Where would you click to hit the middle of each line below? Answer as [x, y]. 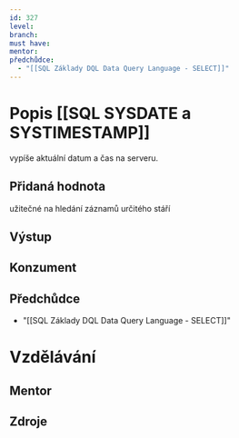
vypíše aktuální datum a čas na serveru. [84, 158]
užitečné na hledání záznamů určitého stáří [90, 208]
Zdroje [29, 422]
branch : [24, 35]
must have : [30, 43]
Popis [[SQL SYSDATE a [100, 114]
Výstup [31, 237]
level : [22, 26]
